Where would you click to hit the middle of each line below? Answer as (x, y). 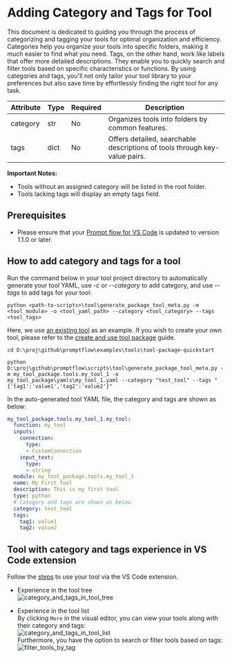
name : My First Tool (43, 483)
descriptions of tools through (155, 148)
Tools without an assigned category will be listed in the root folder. (112, 186)
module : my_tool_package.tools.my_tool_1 (74, 477)
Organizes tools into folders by (158, 119)
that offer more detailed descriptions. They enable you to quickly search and (116, 61)
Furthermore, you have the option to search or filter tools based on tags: (120, 640)
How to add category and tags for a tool (94, 261)
